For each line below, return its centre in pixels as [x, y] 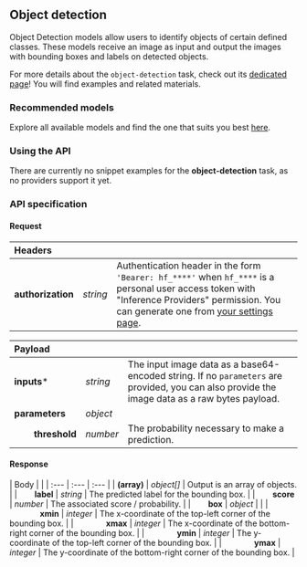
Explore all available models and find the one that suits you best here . [140, 128]
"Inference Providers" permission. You [199, 299]
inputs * [31, 381]
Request [26, 226]
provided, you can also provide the [202, 387]
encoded [147, 375]
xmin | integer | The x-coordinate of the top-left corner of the [155, 513]
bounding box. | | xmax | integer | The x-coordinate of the [133, 523]
